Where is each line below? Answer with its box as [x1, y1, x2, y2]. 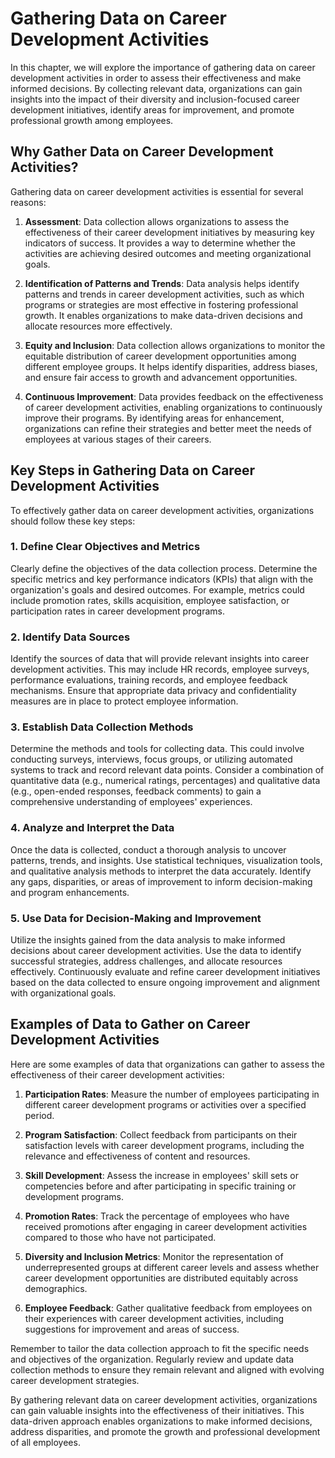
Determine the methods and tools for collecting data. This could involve [10, 743, 305, 755]
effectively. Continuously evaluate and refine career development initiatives [10, 966, 321, 978]
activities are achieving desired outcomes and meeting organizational [24, 247, 312, 259]
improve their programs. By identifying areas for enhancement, [24, 412, 285, 424]
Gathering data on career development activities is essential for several [10, 185, 304, 197]
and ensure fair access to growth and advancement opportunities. [24, 371, 298, 383]
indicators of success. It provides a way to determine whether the [24, 237, 296, 249]
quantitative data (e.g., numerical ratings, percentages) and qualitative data [10, 775, 321, 787]
